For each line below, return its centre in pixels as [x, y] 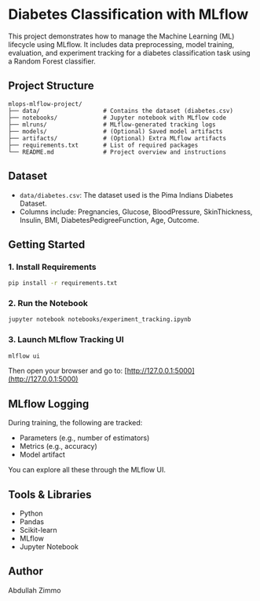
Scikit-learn [38, 530]
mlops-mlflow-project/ [45, 104]
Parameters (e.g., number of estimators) [84, 438]
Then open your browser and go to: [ [68, 371]
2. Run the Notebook [48, 304]
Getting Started [47, 244]
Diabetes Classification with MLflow [128, 15]
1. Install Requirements [52, 267]
